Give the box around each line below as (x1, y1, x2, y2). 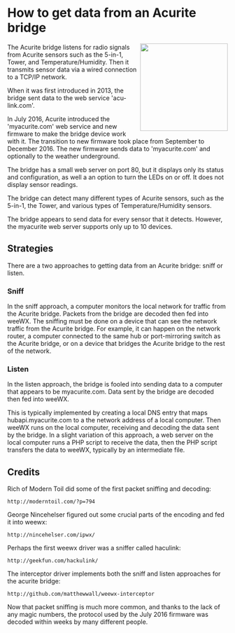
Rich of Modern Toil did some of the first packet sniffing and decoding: (7, 485, 211, 493)
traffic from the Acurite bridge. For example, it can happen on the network (7, 324, 220, 333)
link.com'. (7, 101, 35, 109)
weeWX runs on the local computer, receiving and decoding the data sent (7, 424, 219, 432)
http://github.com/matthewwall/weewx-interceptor (7, 590, 155, 598)
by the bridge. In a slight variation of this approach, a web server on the (7, 431, 214, 439)
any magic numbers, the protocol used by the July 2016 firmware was (7, 611, 208, 619)
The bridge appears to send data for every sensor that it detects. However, (7, 215, 223, 223)
